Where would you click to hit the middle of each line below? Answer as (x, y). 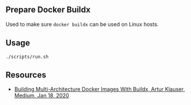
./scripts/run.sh (27, 57)
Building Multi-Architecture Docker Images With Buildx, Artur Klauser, (99, 89)
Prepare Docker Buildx (48, 10)
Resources (26, 75)
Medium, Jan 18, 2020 (41, 95)
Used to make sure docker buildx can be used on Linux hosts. (82, 24)
